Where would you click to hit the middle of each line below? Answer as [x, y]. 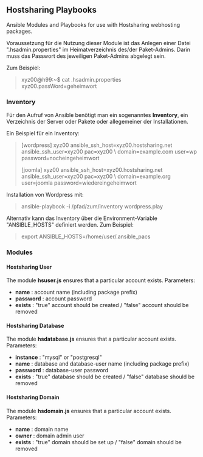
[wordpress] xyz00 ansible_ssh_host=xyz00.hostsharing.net [97, 145]
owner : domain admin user [50, 436]
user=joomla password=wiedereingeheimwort [79, 183]
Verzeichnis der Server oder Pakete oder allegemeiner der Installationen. [97, 122]
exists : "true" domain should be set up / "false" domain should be [98, 442]
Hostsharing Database [35, 325]
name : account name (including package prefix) [76, 292]
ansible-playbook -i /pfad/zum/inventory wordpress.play [92, 207]
